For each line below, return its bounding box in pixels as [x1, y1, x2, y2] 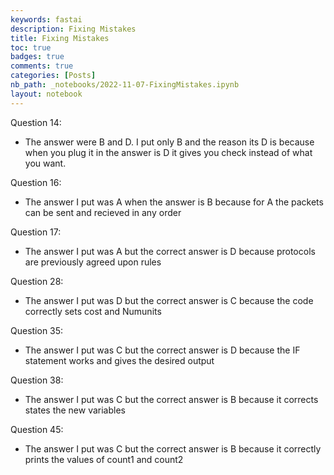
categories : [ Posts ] [10, 71, 97, 81]
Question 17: [10, 226, 62, 238]
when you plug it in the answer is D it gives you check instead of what [24, 146, 313, 158]
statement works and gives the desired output [24, 354, 215, 366]
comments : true [10, 61, 74, 71]
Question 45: [10, 423, 64, 435]
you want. [24, 157, 67, 169]
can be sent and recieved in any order [24, 206, 182, 218]
